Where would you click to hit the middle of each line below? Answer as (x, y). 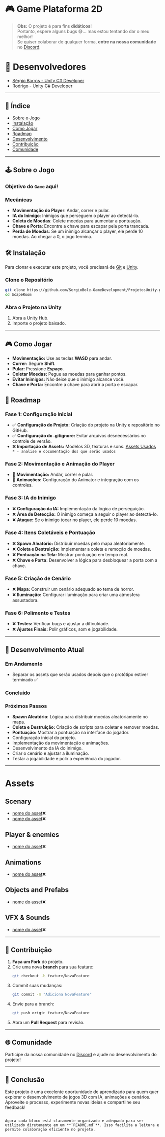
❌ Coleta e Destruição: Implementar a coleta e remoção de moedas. (82, 549)
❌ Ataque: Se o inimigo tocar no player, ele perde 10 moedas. (74, 520)
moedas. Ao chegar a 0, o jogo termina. (52, 237)
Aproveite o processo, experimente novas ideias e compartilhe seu (73, 1102)
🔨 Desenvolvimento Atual (45, 650)
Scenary (18, 801)
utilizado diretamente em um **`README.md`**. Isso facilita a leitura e (82, 1125)
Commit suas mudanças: (37, 986)
